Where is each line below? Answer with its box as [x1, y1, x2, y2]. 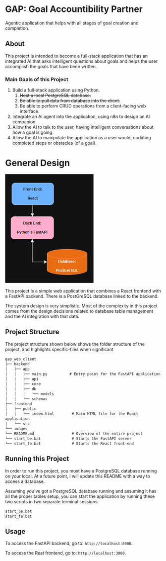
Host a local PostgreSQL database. [19, 93, 91, 98]
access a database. [5, 478, 45, 484]
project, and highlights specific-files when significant [5, 346, 114, 352]
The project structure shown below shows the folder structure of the [5, 341, 145, 347]
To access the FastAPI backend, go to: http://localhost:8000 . [5, 541, 133, 547]
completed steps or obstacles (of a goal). [12, 140, 97, 146]
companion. [12, 119, 37, 125]
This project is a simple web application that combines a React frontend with [5, 287, 161, 294]
